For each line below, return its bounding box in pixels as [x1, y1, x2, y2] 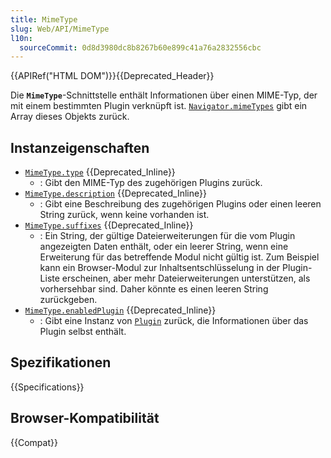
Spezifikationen [10, 354, 112, 371]
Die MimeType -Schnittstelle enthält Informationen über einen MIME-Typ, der [10, 89, 318, 101]
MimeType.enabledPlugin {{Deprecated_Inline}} [24, 304, 217, 316]
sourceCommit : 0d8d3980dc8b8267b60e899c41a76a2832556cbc [19, 42, 262, 53]
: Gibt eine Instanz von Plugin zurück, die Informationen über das [39, 315, 309, 327]
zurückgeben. [39, 294, 98, 306]
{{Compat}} [10, 436, 58, 448]
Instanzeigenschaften [10, 139, 150, 156]
